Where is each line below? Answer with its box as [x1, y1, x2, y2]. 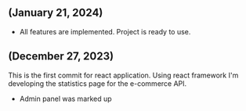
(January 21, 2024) [8, 6, 103, 20]
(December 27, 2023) [8, 50, 114, 63]
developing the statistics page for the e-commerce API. [8, 78, 187, 88]
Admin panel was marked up [19, 94, 112, 103]
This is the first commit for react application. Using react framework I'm [8, 70, 239, 80]
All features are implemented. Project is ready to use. [19, 27, 191, 36]
